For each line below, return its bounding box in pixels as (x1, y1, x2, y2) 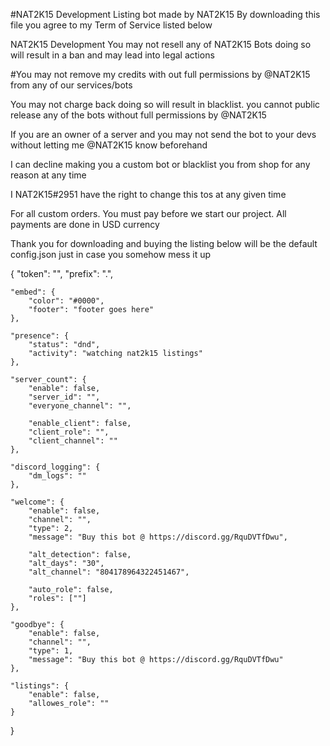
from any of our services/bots (10, 79, 133, 91)
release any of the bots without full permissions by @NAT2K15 (10, 109, 267, 121)
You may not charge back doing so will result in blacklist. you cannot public (10, 99, 321, 110)
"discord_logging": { (10, 462, 101, 472)
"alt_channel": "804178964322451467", (28, 567, 190, 577)
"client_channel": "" (28, 436, 118, 446)
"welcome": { (10, 497, 65, 507)
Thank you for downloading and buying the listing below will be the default (10, 238, 318, 249)
